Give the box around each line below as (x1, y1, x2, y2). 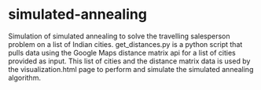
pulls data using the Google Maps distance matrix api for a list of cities (8, 48, 236, 57)
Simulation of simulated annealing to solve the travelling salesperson (8, 31, 230, 41)
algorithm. (8, 73, 42, 82)
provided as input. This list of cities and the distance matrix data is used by (8, 56, 251, 66)
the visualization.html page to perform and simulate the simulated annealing (8, 64, 254, 74)
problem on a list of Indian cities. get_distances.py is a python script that (8, 39, 243, 49)
